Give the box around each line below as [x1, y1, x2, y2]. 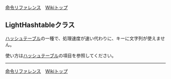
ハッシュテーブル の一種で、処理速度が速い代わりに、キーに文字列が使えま [5, 35, 161, 41]
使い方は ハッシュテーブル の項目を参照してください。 [5, 52, 117, 59]
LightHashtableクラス [5, 21, 75, 30]
